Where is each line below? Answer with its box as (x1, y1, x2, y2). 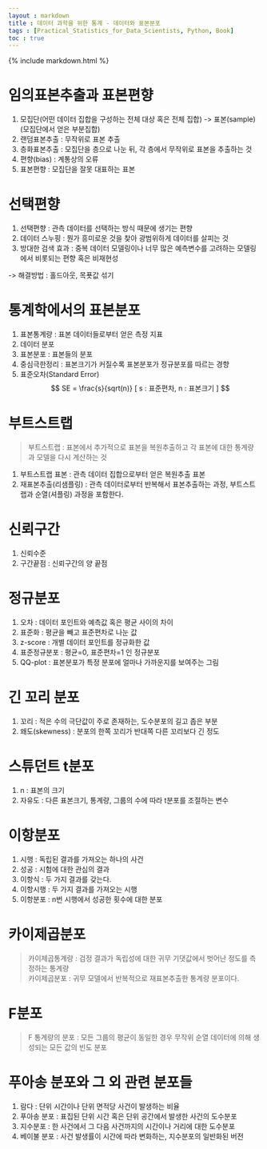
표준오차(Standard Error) (19, 370, 100, 379)
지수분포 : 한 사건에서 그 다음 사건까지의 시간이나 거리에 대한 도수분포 (19, 1121, 236, 1131)
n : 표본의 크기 (19, 785, 66, 795)
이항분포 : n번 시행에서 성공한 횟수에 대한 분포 (19, 894, 163, 904)
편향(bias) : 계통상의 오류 (19, 154, 99, 164)
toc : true (8, 34, 45, 42)
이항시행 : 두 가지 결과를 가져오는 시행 (19, 884, 137, 894)
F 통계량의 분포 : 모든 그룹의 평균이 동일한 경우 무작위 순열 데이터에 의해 (27, 1032, 252, 1042)
